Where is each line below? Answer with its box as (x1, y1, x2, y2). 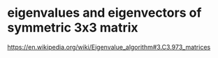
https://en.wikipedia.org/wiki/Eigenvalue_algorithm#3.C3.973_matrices (7, 43, 211, 51)
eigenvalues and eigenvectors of (7, 5, 202, 21)
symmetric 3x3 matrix (7, 20, 138, 36)
